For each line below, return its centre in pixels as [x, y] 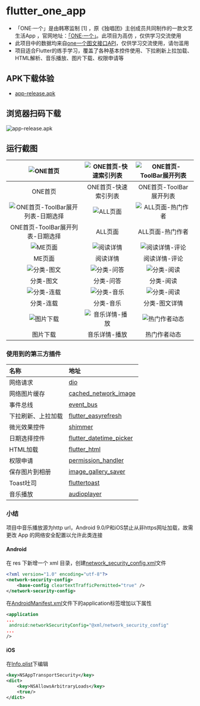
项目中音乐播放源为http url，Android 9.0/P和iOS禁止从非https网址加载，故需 [100, 527]
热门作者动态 [163, 335]
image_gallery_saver [97, 471]
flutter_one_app [46, 11]
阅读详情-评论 [163, 259]
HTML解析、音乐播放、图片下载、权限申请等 [69, 58]
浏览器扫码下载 [34, 113]
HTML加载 [24, 449]
